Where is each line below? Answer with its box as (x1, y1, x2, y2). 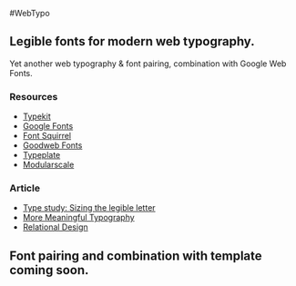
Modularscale (22, 159, 75, 171)
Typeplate (22, 150, 61, 161)
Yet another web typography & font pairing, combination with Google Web (9, 58, 287, 69)
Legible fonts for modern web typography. (9, 34, 255, 49)
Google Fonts (22, 121, 74, 132)
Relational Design (22, 222, 88, 232)
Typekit (22, 111, 52, 122)
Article (9, 182, 41, 194)
